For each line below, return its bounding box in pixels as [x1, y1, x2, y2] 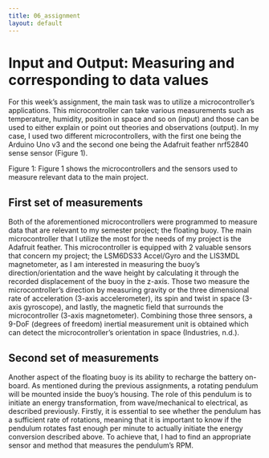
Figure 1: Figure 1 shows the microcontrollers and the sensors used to [8, 164, 238, 173]
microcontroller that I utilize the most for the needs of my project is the [8, 234, 243, 244]
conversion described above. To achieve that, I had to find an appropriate [8, 432, 251, 442]
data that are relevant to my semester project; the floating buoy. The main [8, 225, 252, 235]
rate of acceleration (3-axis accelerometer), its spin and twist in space [8, 294, 241, 303]
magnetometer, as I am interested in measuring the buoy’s [8, 260, 201, 270]
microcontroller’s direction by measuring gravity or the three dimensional [8, 286, 250, 295]
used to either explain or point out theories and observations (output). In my [8, 123, 259, 132]
